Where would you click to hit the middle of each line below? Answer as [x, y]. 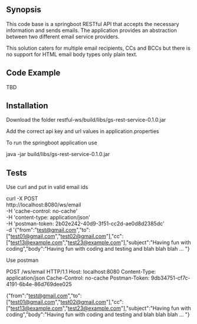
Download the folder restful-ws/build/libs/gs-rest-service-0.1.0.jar [86, 120]
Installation [27, 106]
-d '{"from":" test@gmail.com [41, 230]
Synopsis [24, 10]
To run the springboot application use [52, 143]
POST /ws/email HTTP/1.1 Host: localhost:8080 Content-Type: [81, 272]
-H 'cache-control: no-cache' [42, 211]
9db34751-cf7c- [170, 278]
